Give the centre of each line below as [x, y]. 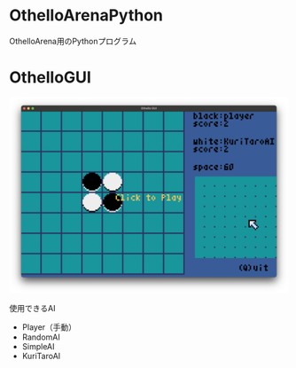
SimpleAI [38, 347]
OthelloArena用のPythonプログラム [73, 41]
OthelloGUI [50, 78]
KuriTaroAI [41, 356]
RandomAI [41, 337]
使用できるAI [32, 309]
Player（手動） [49, 327]
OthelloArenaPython [86, 16]
